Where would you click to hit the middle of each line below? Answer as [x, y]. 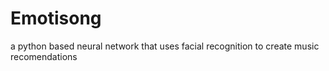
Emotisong [56, 18]
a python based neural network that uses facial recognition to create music [165, 46]
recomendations [44, 56]
